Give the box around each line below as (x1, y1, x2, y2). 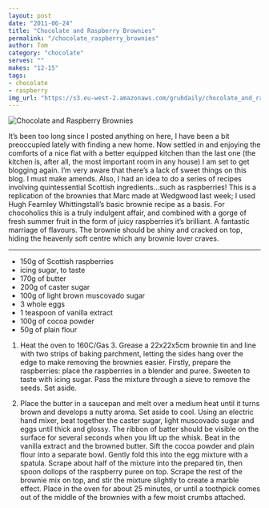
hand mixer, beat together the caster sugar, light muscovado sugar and (19, 416, 255, 425)
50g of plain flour (19, 325, 78, 335)
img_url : (8, 94, 38, 102)
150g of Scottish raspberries (19, 257, 114, 266)
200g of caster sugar (19, 282, 90, 292)
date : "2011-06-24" (8, 19, 74, 27)
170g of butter (19, 274, 66, 283)
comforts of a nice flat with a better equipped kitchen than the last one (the (8, 148, 256, 158)
